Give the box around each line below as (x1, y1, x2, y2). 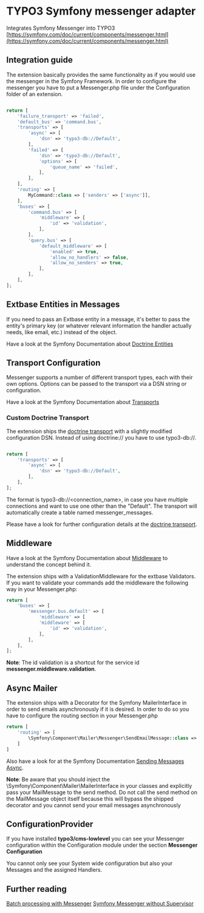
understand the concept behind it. (6, 561, 92, 568)
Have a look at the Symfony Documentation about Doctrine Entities (6, 340, 174, 347)
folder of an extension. (6, 90, 63, 98)
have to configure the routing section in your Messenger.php (6, 712, 158, 719)
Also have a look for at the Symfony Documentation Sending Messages (6, 757, 185, 765)
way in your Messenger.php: (6, 585, 78, 593)
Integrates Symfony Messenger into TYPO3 (6, 24, 115, 32)
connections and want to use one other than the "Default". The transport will (6, 502, 197, 510)
